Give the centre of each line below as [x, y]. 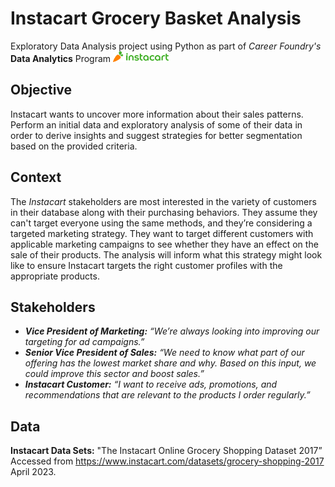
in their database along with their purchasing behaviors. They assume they [164, 212]
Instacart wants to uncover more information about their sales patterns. [157, 114]
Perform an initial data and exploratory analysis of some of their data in [156, 124]
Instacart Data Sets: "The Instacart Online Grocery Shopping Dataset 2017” [166, 451]
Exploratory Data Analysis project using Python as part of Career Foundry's [166, 46]
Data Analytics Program [61, 58]
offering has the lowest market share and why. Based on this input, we [170, 363]
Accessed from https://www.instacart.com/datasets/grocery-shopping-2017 [167, 461]
